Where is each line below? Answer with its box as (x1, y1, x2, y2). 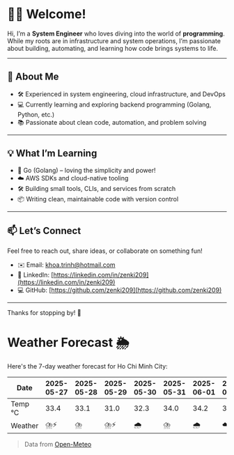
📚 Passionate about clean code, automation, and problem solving (17, 118, 207, 126)
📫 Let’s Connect (7, 224, 81, 236)
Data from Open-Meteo (24, 440, 92, 449)
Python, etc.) (17, 110, 55, 118)
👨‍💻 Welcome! (7, 6, 86, 22)
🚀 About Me (7, 71, 59, 83)
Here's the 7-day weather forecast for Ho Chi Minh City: (7, 362, 169, 371)
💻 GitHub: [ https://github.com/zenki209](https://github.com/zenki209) (17, 286, 222, 295)
